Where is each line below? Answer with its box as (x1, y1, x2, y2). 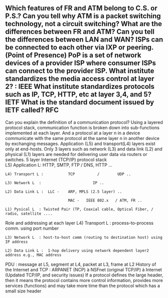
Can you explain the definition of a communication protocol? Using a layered (5, 119, 163, 125)
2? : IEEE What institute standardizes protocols (5, 82, 154, 91)
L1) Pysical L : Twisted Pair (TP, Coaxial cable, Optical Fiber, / (5, 207, 154, 212)
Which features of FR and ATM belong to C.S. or (5, 4, 157, 13)
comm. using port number (5, 225, 59, 231)
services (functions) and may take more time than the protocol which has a (5, 282, 160, 288)
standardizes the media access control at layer (5, 75, 154, 83)
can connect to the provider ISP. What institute (5, 67, 154, 75)
